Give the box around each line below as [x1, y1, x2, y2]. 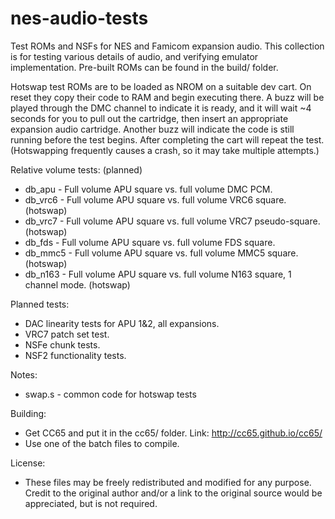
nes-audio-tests [10, 7, 149, 30]
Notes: [10, 368, 38, 381]
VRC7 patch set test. [24, 328, 110, 340]
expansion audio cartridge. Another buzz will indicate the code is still [10, 123, 295, 135]
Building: [10, 407, 47, 419]
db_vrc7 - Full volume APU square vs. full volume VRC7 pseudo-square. [24, 215, 321, 227]
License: [10, 457, 46, 469]
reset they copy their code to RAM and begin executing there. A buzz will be [10, 91, 325, 103]
